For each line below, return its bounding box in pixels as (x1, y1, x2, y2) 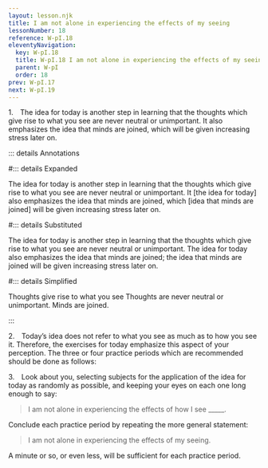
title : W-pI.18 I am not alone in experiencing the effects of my (15, 57, 241, 65)
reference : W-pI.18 (8, 33, 73, 42)
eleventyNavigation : (8, 41, 77, 49)
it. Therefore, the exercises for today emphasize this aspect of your (8, 340, 230, 349)
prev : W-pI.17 (8, 78, 56, 86)
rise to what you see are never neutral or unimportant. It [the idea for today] (8, 188, 257, 198)
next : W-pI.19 (8, 85, 56, 94)
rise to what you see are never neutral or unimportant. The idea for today (8, 244, 248, 254)
